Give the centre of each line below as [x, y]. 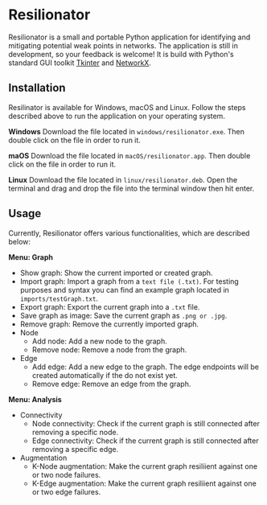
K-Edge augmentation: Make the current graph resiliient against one [144, 483]
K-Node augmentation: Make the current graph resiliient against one [145, 466]
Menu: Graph [31, 257]
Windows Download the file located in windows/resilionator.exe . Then [127, 131]
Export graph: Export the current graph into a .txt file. [110, 306]
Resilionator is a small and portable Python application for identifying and [129, 37]
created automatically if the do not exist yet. [105, 375]
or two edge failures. [66, 491]
